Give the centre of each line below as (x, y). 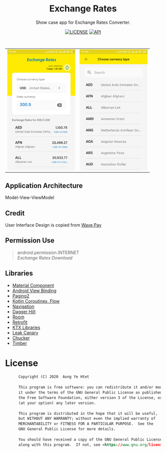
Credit (15, 213)
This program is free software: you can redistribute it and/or (86, 387)
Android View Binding (34, 291)
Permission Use (30, 241)
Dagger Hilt (24, 311)
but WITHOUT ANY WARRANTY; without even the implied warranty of (87, 419)
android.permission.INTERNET (48, 252)
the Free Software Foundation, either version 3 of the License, (87, 398)
